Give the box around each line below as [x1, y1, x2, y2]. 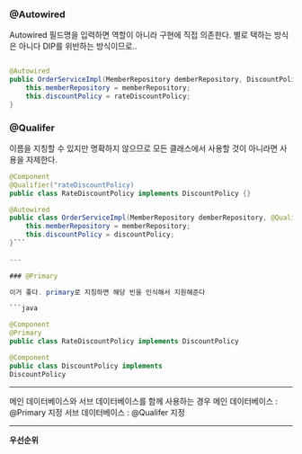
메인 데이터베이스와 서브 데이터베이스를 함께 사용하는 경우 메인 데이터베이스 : [9, 396, 279, 406]
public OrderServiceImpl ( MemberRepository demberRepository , [9, 76, 244, 85]
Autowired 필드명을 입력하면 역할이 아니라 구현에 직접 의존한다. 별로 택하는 [9, 30, 272, 40]
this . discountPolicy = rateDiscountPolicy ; [25, 92, 191, 101]
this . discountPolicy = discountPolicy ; [25, 230, 175, 239]
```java [9, 304, 39, 313]
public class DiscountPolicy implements [9, 361, 164, 370]
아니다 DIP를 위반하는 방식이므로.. [18, 40, 138, 52]
